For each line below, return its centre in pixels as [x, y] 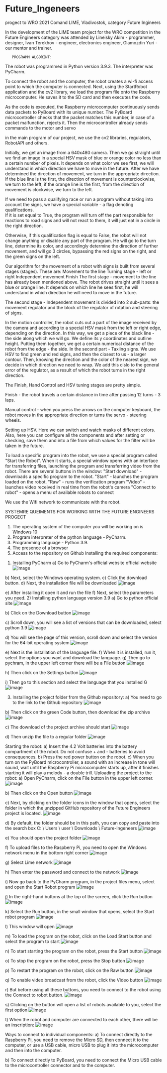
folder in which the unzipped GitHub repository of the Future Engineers [78, 808]
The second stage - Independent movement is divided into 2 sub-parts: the [82, 302]
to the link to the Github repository [47, 702]
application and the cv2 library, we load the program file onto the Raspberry [83, 92]
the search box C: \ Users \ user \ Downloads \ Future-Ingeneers [71, 828]
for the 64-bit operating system [37, 642]
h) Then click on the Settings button [42, 672]
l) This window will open [30, 926]
